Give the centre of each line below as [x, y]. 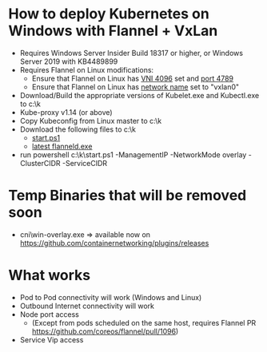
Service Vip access [52, 339]
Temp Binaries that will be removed [128, 196]
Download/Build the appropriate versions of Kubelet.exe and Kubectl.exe [139, 95]
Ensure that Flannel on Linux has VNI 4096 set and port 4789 [133, 78]
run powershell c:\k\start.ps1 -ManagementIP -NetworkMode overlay [133, 154]
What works [49, 275]
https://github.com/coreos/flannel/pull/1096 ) [105, 331]
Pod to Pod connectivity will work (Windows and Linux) [111, 297]
